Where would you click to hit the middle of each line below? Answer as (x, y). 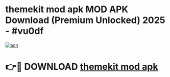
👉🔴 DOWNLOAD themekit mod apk (82, 67)
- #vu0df (25, 31)
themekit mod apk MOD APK (67, 9)
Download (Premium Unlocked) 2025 (86, 20)
